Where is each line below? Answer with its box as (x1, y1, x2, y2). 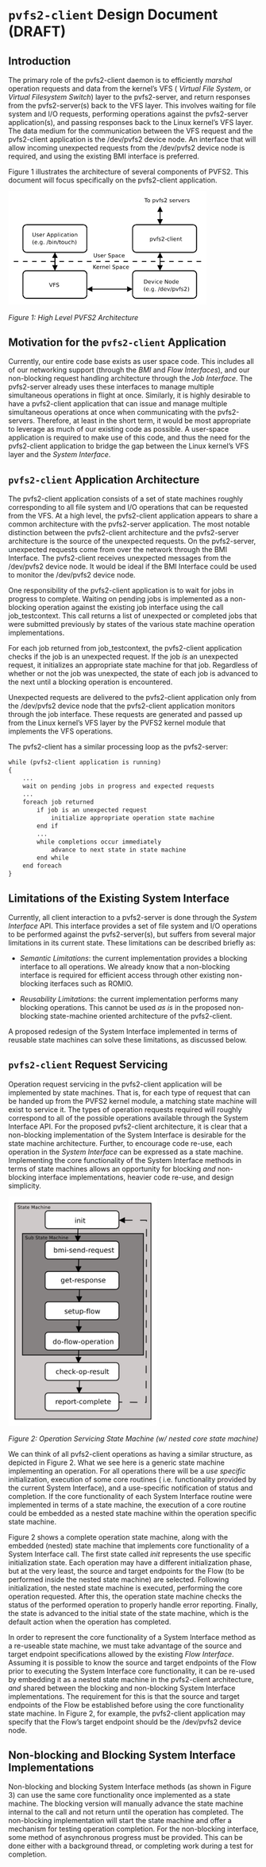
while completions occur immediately (37, 838, 161, 846)
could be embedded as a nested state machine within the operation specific (8, 1508, 256, 1518)
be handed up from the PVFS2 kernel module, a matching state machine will (8, 1096, 257, 1106)
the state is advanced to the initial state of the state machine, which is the (8, 1608, 249, 1618)
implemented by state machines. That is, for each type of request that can (8, 1087, 251, 1097)
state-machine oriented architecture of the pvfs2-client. (50, 1011, 233, 1020)
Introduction (8, 54, 71, 68)
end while (37, 854, 69, 862)
